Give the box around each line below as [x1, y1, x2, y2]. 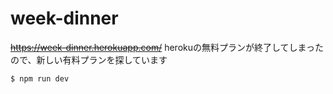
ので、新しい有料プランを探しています [10, 53, 168, 66]
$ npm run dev [10, 73, 70, 84]
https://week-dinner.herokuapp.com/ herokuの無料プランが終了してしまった [10, 41, 325, 53]
